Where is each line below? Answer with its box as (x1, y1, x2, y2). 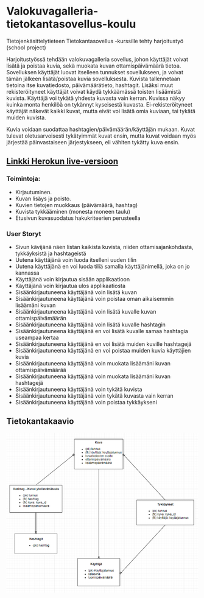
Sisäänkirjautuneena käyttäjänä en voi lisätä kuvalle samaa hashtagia (15, 327, 188, 334)
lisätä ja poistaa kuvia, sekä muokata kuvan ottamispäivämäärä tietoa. (6, 62, 181, 69)
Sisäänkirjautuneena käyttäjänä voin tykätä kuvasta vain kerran (15, 392, 174, 399)
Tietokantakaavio (6, 416, 74, 427)
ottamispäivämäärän (15, 314, 67, 322)
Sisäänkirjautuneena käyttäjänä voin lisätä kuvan (15, 288, 137, 296)
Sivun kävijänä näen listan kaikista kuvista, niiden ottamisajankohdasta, (15, 243, 194, 250)
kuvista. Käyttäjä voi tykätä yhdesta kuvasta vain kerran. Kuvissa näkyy (6, 94, 186, 102)
